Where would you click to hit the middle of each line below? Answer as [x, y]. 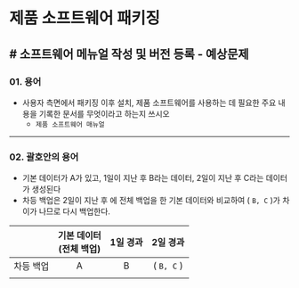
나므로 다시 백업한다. [75, 211]
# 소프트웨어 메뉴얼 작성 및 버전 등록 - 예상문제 [129, 54]
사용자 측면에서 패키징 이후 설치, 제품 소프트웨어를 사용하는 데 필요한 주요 [149, 103]
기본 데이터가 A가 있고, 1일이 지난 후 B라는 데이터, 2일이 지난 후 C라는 [143, 178]
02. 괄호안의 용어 [44, 157]
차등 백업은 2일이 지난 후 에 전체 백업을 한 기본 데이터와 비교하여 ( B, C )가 [151, 201]
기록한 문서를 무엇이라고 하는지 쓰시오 [105, 113]
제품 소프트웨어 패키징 [85, 18]
